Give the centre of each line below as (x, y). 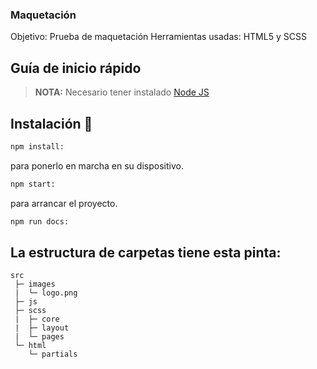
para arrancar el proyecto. (64, 203)
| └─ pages (39, 337)
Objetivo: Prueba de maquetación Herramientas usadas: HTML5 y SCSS (158, 37)
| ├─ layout (42, 328)
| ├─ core (37, 319)
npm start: (33, 184)
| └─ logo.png (46, 293)
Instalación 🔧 (51, 123)
